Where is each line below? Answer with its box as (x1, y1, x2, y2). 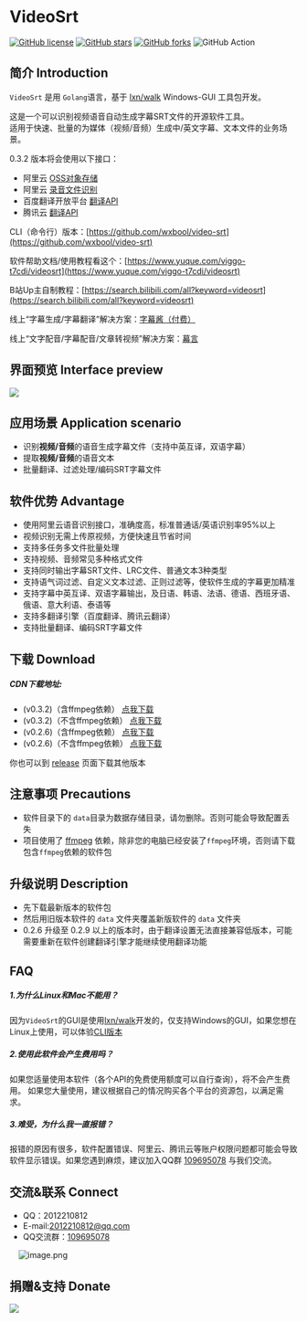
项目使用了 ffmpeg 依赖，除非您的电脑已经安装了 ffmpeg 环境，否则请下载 (22, 835, 296, 846)
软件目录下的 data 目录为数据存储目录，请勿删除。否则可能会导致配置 (22, 812, 282, 823)
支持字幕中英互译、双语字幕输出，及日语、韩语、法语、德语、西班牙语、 (22, 587, 295, 599)
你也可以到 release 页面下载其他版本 (9, 756, 146, 768)
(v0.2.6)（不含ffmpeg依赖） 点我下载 (22, 737, 163, 748)
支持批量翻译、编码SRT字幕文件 (22, 622, 143, 633)
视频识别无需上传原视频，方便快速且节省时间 (22, 531, 192, 542)
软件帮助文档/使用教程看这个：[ (9, 255, 128, 266)
